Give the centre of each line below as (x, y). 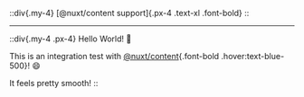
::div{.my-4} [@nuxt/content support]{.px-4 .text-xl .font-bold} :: (129, 13)
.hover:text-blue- (253, 56)
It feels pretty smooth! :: (54, 83)
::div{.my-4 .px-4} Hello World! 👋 (71, 39)
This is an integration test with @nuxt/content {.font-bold (114, 56)
